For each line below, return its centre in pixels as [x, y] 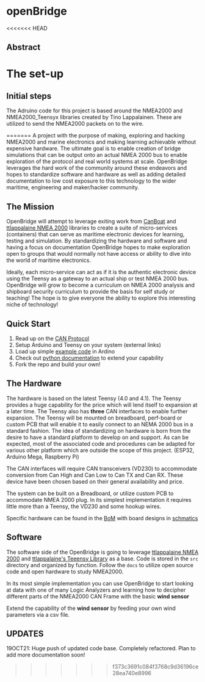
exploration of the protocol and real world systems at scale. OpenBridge [97, 161]
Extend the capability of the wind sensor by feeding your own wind [91, 608]
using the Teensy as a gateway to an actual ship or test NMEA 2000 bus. [98, 278]
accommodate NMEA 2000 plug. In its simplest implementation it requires [99, 499]
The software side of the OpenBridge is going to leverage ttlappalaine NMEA [103, 552]
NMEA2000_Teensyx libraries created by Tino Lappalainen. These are [94, 117]
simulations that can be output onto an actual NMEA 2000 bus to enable [97, 155]
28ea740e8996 [132, 673]
